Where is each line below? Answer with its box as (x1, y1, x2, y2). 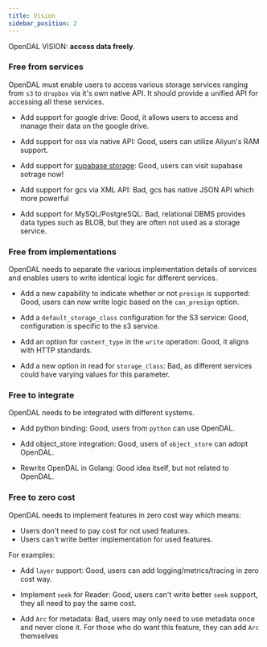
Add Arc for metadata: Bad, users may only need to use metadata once (19, 613, 256, 624)
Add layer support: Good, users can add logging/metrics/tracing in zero (19, 565, 259, 575)
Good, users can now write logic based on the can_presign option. (19, 297, 240, 307)
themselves (19, 631, 59, 641)
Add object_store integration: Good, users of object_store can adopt (19, 439, 248, 449)
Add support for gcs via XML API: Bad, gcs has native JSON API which (19, 184, 255, 194)
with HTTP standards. (19, 345, 92, 355)
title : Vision (8, 11, 56, 20)
